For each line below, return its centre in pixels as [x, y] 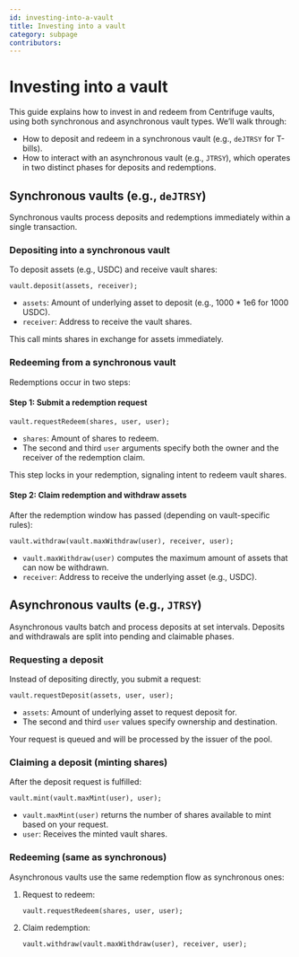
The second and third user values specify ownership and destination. [149, 722]
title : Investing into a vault [68, 26]
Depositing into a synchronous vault [90, 250]
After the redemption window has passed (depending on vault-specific [140, 515]
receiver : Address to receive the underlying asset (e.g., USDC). [140, 577]
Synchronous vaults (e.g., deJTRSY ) [108, 195]
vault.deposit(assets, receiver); [74, 286]
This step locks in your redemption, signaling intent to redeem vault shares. [148, 474]
